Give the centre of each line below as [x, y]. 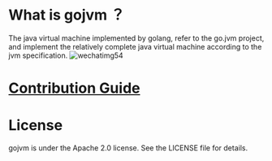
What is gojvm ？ [67, 15]
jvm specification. [38, 55]
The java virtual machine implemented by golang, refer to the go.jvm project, [136, 38]
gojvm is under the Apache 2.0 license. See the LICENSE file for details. [128, 148]
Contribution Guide [74, 88]
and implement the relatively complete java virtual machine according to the [135, 46]
